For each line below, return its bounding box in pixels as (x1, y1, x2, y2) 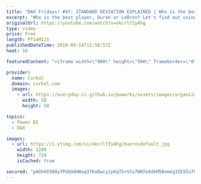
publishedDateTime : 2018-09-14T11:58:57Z (6, 43, 111, 49)
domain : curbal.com (11, 80, 60, 87)
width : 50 (22, 97, 47, 104)
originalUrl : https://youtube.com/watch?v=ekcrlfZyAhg (6, 20, 146, 26)
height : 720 (17, 152, 47, 159)
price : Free (6, 31, 36, 37)
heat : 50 (6, 48, 28, 54)
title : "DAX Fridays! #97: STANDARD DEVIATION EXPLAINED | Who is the (6, 8, 186, 15)
